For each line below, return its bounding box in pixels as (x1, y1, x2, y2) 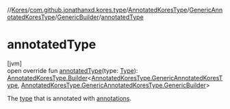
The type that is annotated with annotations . (7, 94, 132, 102)
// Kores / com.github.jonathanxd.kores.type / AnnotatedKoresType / (7, 6, 190, 14)
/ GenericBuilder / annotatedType (54, 13, 144, 21)
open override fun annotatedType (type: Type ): (7, 66, 138, 74)
